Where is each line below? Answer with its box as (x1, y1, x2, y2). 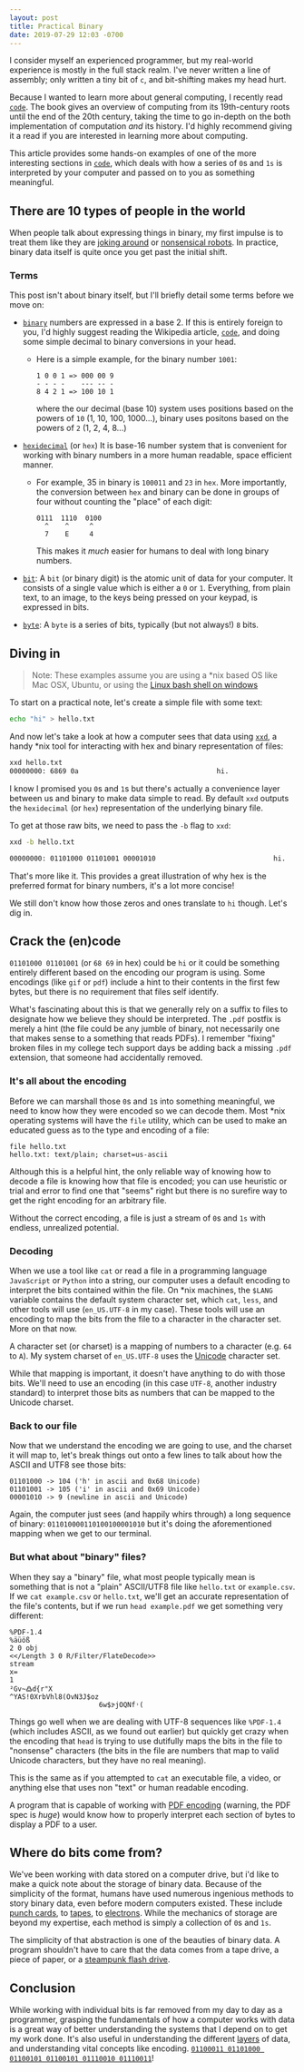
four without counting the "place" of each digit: (35, 496, 213, 507)
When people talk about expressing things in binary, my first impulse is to (9, 228, 284, 239)
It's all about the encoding (9, 1075, 127, 1087)
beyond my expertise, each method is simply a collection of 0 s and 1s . (9, 1917, 272, 1929)
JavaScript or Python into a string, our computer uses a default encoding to (9, 1275, 290, 1286)
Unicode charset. (9, 1397, 74, 1408)
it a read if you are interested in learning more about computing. (9, 131, 248, 142)
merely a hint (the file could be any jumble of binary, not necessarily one (9, 1023, 279, 1035)
